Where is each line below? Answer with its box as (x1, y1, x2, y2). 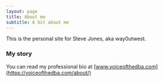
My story (6, 50, 32, 58)
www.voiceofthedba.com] (95, 63, 158, 70)
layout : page (6, 8, 38, 15)
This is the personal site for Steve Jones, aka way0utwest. (6, 35, 146, 42)
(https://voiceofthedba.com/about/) (6, 69, 92, 76)
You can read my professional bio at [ (6, 63, 96, 70)
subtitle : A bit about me (6, 19, 69, 25)
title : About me (6, 14, 46, 20)
